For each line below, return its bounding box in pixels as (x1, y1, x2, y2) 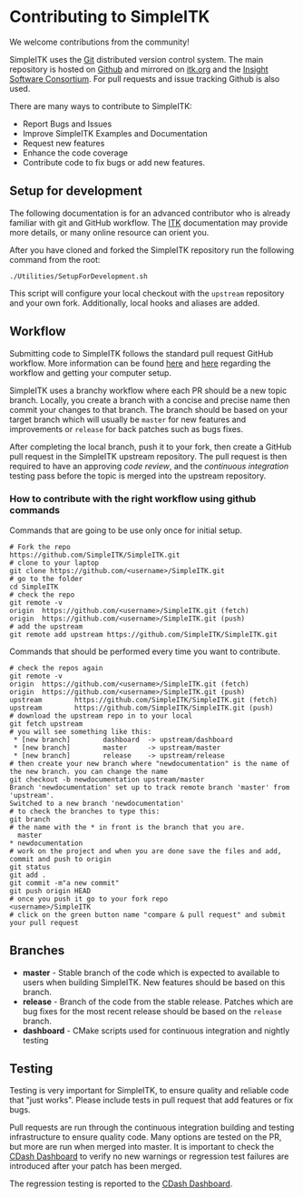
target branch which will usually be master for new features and (9, 414, 247, 425)
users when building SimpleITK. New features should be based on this (22, 976, 286, 988)
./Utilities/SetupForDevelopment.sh (9, 271, 148, 281)
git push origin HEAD (9, 886, 92, 895)
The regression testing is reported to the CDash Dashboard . (9, 1178, 233, 1189)
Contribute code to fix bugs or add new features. (22, 156, 206, 167)
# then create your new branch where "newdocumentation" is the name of (9, 759, 290, 768)
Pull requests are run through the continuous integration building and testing (9, 1122, 295, 1133)
